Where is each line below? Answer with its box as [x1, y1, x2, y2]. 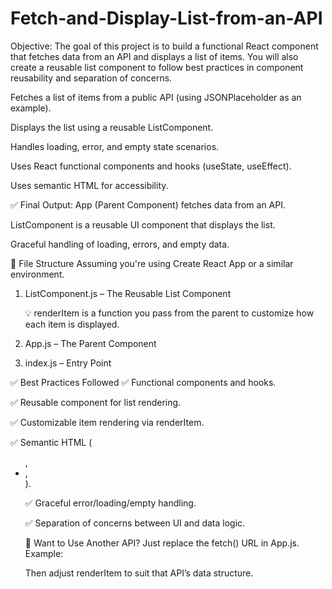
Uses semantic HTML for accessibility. [10, 179, 169, 191]
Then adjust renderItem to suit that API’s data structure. [24, 567, 254, 579]
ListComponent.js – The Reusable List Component [24, 287, 232, 299]
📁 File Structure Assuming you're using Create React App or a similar [10, 257, 294, 269]
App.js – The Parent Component [24, 337, 157, 349]
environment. [10, 268, 65, 280]
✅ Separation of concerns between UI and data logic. [24, 517, 246, 529]
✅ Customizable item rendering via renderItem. [10, 416, 205, 428]
